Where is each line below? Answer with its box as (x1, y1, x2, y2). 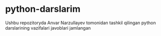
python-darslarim (5, 3, 81, 15)
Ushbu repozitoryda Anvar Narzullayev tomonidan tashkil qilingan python (5, 20, 156, 26)
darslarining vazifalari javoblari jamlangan (5, 25, 91, 31)
